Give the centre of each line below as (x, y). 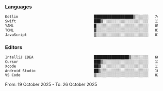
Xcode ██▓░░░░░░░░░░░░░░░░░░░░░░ (77, 66)
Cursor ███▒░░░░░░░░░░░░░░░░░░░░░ (77, 61)
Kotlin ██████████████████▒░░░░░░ (77, 17)
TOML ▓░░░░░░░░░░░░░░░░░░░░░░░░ (77, 30)
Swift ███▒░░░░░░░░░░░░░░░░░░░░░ (77, 21)
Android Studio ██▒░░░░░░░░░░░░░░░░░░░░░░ (77, 71)
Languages (19, 7)
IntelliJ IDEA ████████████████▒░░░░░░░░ (77, 57)
